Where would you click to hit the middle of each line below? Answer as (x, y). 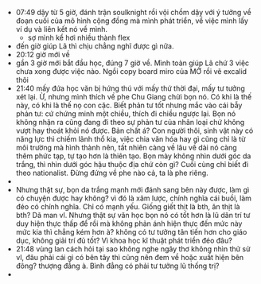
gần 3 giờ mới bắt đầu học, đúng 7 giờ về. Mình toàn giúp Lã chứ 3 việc (132, 63)
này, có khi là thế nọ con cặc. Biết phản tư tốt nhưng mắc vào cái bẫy (129, 105)
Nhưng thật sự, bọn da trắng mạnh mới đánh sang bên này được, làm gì (132, 190)
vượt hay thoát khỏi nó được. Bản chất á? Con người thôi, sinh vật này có (134, 130)
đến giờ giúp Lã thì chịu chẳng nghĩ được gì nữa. (95, 46)
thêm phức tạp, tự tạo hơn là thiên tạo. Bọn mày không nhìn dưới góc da (133, 156)
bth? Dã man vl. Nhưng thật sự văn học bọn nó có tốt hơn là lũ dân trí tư (133, 215)
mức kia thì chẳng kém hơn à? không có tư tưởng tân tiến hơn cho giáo (131, 232)
